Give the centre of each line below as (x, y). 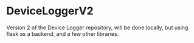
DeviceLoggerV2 (50, 11)
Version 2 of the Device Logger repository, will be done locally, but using (97, 27)
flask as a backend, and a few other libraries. (63, 33)
